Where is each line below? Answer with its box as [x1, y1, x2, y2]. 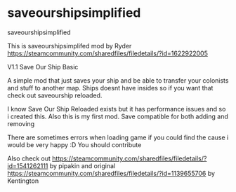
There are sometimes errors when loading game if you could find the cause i [7, 133, 229, 142]
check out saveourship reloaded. [7, 91, 103, 100]
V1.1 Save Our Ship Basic [7, 62, 79, 71]
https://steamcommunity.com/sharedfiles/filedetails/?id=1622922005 [7, 49, 209, 57]
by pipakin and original [49, 161, 116, 170]
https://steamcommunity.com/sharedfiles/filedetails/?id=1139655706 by [7, 169, 216, 177]
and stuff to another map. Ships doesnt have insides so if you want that [7, 83, 214, 92]
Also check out [7, 154, 51, 163]
